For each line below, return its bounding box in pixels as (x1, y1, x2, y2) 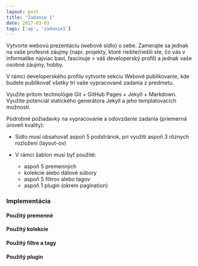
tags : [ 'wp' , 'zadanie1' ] (6, 25, 71, 32)
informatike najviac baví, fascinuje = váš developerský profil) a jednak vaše (6, 55, 192, 62)
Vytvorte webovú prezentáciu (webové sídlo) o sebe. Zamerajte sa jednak (6, 42, 189, 49)
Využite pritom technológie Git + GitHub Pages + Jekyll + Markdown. (6, 91, 177, 98)
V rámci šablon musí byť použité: (14, 151, 97, 159)
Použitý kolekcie (6, 226, 49, 233)
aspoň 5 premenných (23, 163, 77, 170)
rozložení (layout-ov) (14, 139, 67, 147)
